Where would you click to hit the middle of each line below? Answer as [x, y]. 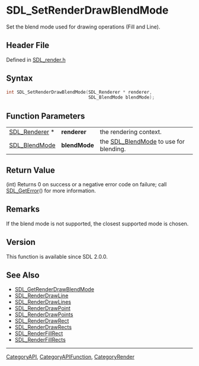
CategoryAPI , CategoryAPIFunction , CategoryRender [70, 357]
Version [21, 242]
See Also [23, 275]
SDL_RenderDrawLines [43, 302]
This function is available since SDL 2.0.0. [57, 256]
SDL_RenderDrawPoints [44, 314]
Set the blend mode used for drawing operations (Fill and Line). [83, 27]
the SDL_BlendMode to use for [142, 142]
